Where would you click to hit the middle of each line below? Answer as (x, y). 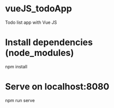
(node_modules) (39, 53)
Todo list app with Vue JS (31, 22)
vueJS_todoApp (39, 9)
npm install (16, 66)
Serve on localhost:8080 (57, 87)
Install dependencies (49, 42)
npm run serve (20, 100)
